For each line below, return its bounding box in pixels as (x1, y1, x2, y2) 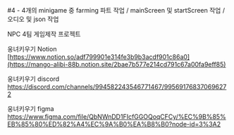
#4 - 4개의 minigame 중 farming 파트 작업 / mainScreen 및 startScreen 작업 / (7, 6, 226, 14)
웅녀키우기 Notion (7, 45, 57, 53)
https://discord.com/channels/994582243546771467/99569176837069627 (7, 83, 227, 91)
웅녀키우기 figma (7, 105, 54, 112)
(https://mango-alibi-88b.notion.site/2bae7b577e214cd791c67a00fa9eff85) (7, 60, 226, 68)
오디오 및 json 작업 (7, 15, 59, 23)
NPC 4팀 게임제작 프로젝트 (7, 30, 81, 38)
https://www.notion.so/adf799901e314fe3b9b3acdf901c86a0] (9, 53, 190, 61)
